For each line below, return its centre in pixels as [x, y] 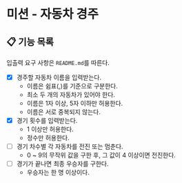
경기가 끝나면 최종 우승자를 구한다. [62, 164]
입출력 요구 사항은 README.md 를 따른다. [58, 62]
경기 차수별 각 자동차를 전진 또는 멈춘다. [70, 146]
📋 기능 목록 [30, 42]
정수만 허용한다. [48, 138]
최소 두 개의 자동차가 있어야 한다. [71, 95]
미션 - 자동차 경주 [53, 14]
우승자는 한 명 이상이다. [58, 173]
